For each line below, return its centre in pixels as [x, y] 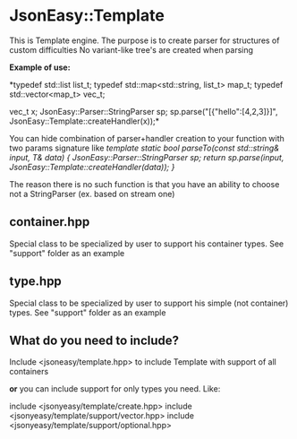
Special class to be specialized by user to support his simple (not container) [149, 303]
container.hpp [50, 222]
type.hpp [36, 282]
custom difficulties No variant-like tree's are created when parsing [131, 49]
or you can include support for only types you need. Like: [115, 389]
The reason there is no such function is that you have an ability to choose [144, 184]
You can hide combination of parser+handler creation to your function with [147, 138]
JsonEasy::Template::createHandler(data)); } [92, 167]
